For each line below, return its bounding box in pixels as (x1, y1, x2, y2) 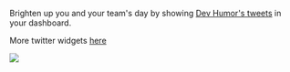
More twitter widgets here (9, 36, 107, 46)
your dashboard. (9, 17, 72, 28)
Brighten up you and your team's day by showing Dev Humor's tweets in (9, 8, 282, 18)
